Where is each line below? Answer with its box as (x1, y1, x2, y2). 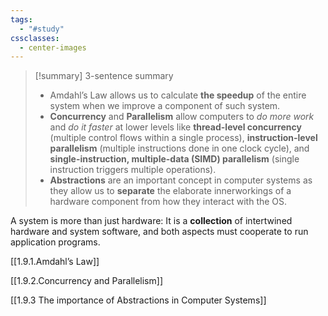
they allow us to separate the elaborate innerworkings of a (49, 185, 292, 197)
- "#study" (19, 24, 65, 34)
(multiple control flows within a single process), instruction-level (49, 132, 318, 144)
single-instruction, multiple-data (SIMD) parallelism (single (49, 153, 300, 165)
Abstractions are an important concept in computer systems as (49, 174, 313, 186)
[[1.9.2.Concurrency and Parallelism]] (10, 275, 163, 287)
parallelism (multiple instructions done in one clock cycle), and (49, 142, 310, 155)
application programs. (10, 236, 101, 248)
